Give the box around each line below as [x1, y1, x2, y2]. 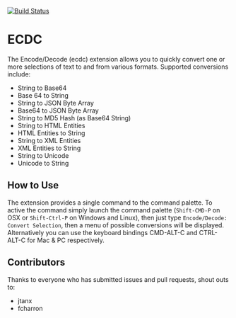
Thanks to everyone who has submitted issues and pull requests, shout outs [7, 275, 229, 283]
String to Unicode [17, 151, 69, 159]
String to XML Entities [17, 136, 81, 144]
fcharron [17, 304, 43, 312]
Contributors [7, 256, 66, 268]
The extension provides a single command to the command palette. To [7, 198, 213, 207]
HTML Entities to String [17, 128, 85, 137]
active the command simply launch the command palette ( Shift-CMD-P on [7, 205, 220, 214]
